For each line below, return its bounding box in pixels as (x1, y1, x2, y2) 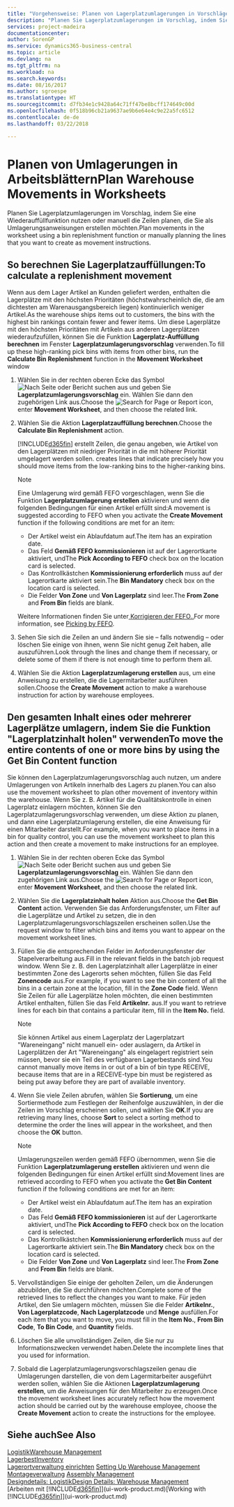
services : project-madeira (7, 23, 86, 30)
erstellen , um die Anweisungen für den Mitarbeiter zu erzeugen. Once (17, 1387, 218, 1396)
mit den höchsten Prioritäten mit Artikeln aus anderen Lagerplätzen (7, 325, 200, 334)
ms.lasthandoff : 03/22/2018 (7, 120, 89, 127)
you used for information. (17, 1351, 91, 1359)
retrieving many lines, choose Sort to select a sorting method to (17, 1113, 201, 1122)
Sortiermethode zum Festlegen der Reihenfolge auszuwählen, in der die (17, 1099, 224, 1107)
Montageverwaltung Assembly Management (7, 1469, 134, 1478)
